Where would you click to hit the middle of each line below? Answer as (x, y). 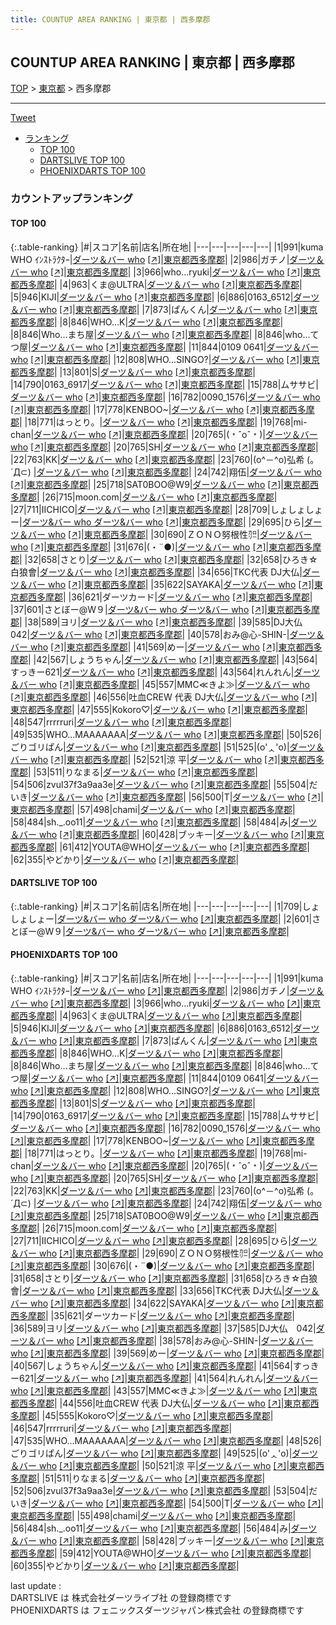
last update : (36, 1585)
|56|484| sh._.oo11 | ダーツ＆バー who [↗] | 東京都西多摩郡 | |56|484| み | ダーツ (164, 1528)
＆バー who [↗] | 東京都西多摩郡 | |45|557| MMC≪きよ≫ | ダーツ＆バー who (160, 684)
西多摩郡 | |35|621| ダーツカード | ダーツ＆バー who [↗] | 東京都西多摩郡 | (152, 1315)
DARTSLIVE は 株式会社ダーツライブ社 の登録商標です (121, 1597)
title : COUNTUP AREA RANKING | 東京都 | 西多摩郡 (110, 19)
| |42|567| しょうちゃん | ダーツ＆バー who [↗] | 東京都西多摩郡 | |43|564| (173, 659)
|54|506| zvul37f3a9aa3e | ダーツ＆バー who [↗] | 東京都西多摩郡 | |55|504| (160, 784)
